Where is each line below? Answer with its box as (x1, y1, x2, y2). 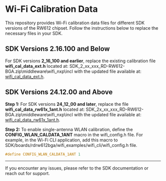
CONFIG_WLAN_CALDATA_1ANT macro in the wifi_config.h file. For (5, 132, 143, 137)
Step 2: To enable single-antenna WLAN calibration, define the (5, 126, 133, 132)
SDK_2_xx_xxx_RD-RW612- (69, 63, 125, 69)
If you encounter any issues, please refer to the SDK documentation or (5, 165, 149, 171)
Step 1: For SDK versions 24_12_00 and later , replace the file (5, 101, 129, 107)
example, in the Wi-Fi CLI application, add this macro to (5, 137, 118, 143)
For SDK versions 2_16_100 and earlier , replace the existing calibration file (5, 58, 156, 64)
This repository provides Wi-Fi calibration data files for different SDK (5, 20, 145, 26)
